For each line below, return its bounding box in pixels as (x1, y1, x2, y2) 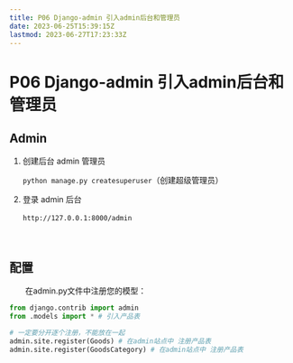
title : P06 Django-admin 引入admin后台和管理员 (9, 13, 180, 23)
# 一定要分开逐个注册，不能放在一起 (9, 328, 125, 337)
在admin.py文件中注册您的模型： (24, 285, 147, 296)
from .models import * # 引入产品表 (9, 312, 141, 321)
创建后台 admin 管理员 (22, 155, 106, 167)
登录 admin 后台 (22, 194, 83, 205)
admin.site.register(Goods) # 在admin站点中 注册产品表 (9, 336, 212, 346)
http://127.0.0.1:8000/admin (22, 214, 133, 223)
